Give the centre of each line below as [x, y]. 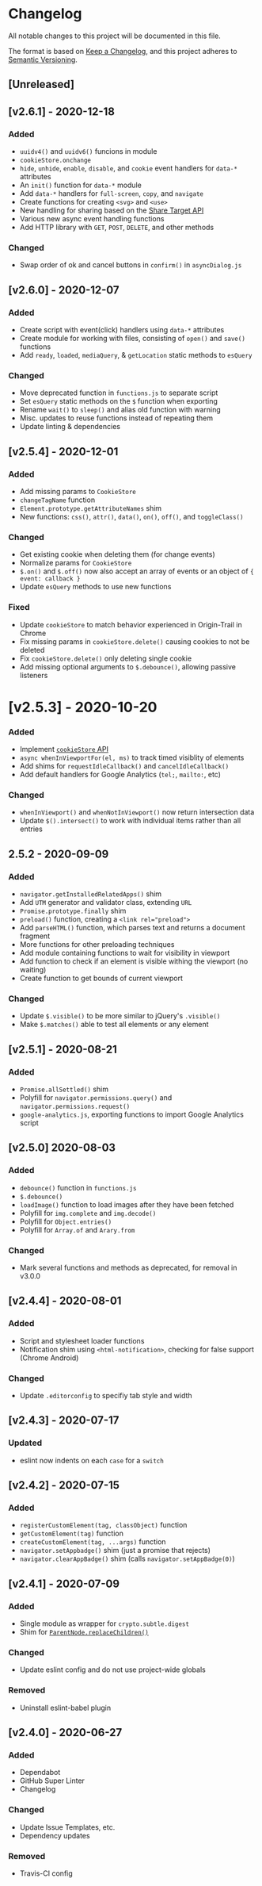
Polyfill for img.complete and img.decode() [88, 1213]
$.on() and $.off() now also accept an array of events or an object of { [137, 571]
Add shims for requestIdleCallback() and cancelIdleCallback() [124, 766]
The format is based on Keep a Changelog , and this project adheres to [123, 51]
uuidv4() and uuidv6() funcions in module [88, 151]
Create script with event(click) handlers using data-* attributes [122, 330]
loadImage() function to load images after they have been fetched [127, 1204]
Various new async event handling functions [92, 219]
